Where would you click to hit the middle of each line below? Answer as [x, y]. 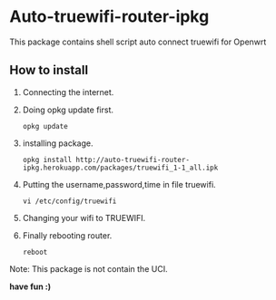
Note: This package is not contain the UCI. [89, 268]
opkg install [47, 160]
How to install [49, 70]
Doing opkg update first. [68, 110]
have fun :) [30, 286]
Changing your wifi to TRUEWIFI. [84, 218]
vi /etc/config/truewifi [69, 201]
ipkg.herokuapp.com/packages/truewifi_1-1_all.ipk [120, 168]
